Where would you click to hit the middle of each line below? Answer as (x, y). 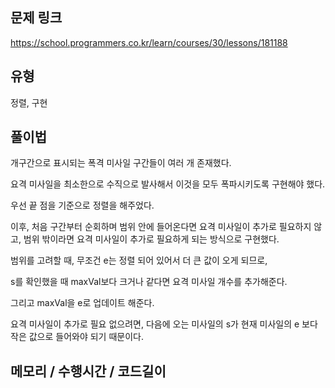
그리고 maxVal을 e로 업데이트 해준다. (82, 303)
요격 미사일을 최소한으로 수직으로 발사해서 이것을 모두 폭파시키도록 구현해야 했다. (168, 184)
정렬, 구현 (29, 102)
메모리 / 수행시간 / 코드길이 (88, 371)
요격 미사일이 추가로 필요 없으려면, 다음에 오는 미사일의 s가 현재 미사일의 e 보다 (164, 324)
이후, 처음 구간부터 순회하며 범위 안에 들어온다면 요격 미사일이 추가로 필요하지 (161, 227)
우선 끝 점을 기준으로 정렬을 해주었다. (82, 205)
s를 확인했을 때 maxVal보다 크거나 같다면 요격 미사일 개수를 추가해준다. (149, 282)
